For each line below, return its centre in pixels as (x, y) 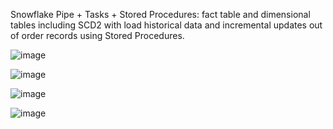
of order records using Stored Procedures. (97, 35)
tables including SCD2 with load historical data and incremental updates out (166, 25)
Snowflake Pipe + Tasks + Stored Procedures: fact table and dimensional (160, 14)
